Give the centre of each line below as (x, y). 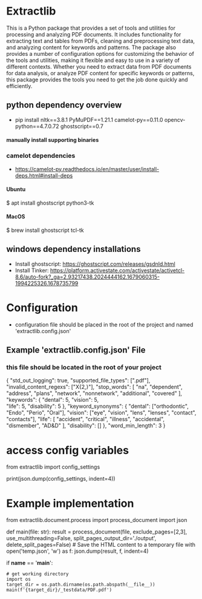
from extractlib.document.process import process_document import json (97, 520)
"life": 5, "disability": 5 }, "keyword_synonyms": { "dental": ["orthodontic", (97, 406)
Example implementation (70, 503)
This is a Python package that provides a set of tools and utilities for (91, 28)
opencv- (175, 120)
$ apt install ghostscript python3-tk (50, 203)
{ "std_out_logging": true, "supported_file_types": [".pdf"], (78, 381)
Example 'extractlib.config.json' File (76, 350)
